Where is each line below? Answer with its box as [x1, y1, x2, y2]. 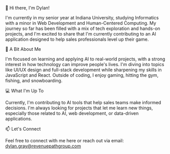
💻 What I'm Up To [5, 88, 44, 94]
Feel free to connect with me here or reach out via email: [5, 138, 124, 143]
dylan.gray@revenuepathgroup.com [5, 143, 81, 149]
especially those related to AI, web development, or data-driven [5, 110, 139, 116]
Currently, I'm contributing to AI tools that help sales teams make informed [5, 100, 161, 105]
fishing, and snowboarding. [5, 78, 63, 83]
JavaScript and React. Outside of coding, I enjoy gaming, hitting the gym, [5, 72, 159, 78]
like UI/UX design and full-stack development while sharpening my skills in [5, 67, 162, 73]
